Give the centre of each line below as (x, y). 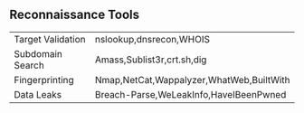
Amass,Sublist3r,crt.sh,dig (151, 60)
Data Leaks (38, 94)
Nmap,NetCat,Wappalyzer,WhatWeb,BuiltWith (192, 80)
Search (29, 65)
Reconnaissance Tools (75, 15)
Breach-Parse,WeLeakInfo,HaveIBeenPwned (190, 94)
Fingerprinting (44, 80)
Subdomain (38, 53)
